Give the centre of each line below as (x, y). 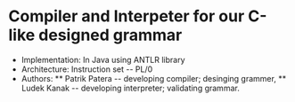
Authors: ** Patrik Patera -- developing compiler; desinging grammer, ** (154, 78)
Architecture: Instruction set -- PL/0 (87, 69)
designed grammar (111, 35)
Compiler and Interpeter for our (127, 16)
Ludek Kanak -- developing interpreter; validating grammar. (130, 88)
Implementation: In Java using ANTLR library (103, 59)
